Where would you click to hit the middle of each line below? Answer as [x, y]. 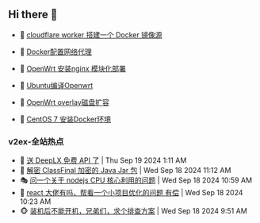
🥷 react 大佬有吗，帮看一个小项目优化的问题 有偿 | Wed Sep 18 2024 [131, 193]
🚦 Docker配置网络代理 [56, 52]
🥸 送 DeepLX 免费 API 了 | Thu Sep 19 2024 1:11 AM [103, 160]
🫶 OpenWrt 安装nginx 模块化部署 [73, 68]
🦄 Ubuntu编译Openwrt [56, 85]
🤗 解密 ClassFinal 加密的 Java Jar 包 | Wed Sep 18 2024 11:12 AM [125, 171]
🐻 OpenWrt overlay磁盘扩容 [64, 102]
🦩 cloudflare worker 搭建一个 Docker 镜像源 [91, 35]
